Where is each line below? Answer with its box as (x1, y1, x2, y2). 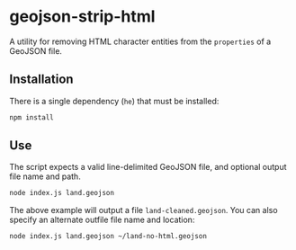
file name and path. (9, 171, 81, 182)
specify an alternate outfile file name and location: (9, 214, 195, 226)
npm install (9, 112, 54, 122)
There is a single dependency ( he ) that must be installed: (9, 95, 220, 106)
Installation (9, 72, 74, 87)
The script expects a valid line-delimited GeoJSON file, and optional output (9, 162, 287, 173)
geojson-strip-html (9, 6, 156, 27)
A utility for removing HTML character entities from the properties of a (9, 36, 272, 47)
